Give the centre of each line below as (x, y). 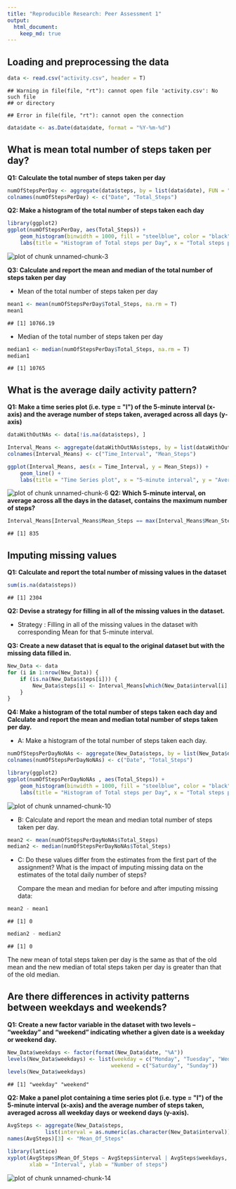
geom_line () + (40, 473)
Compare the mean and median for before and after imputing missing (118, 889)
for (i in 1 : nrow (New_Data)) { (53, 673)
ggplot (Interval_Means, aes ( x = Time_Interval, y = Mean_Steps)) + (108, 466)
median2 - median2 (34, 934)
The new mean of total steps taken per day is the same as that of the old (112, 960)
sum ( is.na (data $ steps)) (42, 585)
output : (19, 20)
